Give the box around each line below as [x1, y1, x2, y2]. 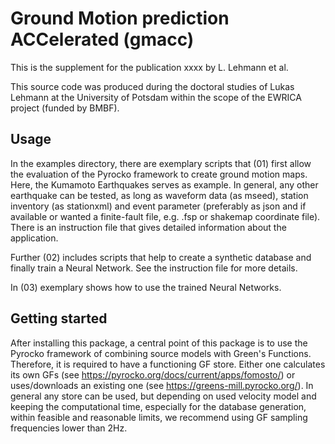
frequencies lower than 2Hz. [10, 422, 128, 434]
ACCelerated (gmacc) [10, 28, 195, 51]
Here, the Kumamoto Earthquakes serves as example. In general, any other [10, 178, 319, 191]
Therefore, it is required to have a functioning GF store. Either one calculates [10, 358, 326, 370]
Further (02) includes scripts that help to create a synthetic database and [10, 251, 312, 263]
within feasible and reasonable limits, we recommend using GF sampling [10, 411, 308, 423]
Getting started [10, 310, 108, 327]
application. [10, 232, 59, 244]
